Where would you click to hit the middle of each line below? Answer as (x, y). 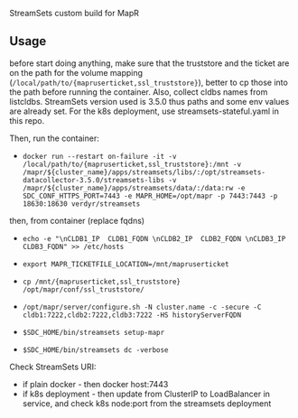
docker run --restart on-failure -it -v (99, 156)
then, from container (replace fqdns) (77, 220)
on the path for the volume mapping (76, 72)
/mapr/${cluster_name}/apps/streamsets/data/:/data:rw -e (134, 188)
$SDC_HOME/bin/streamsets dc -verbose (95, 350)
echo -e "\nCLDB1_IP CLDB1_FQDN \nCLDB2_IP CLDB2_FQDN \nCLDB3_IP (154, 238)
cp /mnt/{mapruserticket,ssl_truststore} (101, 282)
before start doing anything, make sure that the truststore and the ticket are (149, 63)
